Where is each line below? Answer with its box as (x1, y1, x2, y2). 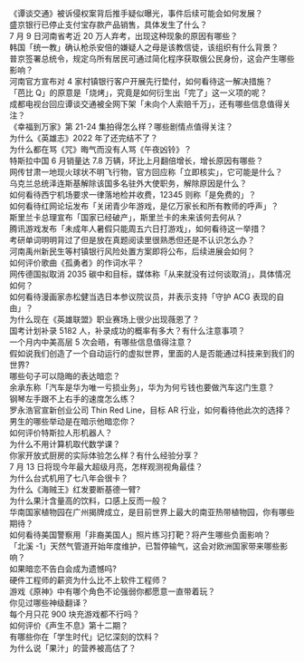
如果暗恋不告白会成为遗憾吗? (9, 563, 118, 574)
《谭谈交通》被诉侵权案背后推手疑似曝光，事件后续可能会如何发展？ (9, 8, 263, 18)
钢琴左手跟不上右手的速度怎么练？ (9, 394, 137, 404)
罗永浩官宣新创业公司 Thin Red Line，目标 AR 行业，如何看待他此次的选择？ (9, 404, 292, 415)
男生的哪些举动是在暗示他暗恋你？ (9, 416, 137, 426)
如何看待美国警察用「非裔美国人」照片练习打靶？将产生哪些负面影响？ (9, 530, 271, 540)
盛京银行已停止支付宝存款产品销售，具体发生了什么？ (9, 19, 208, 30)
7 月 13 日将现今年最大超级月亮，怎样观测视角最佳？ (9, 462, 204, 472)
